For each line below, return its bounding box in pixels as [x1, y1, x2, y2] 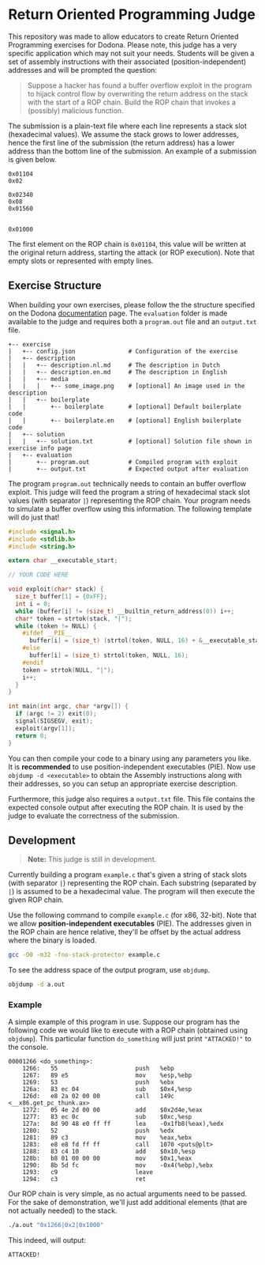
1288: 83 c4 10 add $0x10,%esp [22, 1148, 196, 1156]
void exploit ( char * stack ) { [8, 585, 104, 594]
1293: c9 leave [22, 1169, 154, 1176]
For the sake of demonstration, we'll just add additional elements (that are [8, 1198, 248, 1207]
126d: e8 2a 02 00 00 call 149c [22, 1093, 175, 1101]
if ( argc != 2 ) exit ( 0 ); [15, 710, 97, 718]
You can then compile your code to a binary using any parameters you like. [8, 753, 252, 763]
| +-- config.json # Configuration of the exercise [8, 347, 238, 355]
